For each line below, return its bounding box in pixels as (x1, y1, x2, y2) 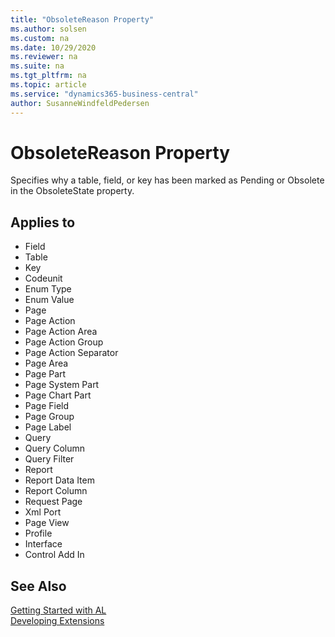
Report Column (24, 485, 88, 497)
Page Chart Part (24, 389, 92, 401)
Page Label (24, 421, 72, 433)
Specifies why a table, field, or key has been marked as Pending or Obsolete (10, 174, 325, 186)
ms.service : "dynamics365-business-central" (10, 89, 199, 99)
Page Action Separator (24, 347, 119, 359)
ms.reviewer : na (10, 52, 78, 62)
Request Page (24, 496, 83, 508)
